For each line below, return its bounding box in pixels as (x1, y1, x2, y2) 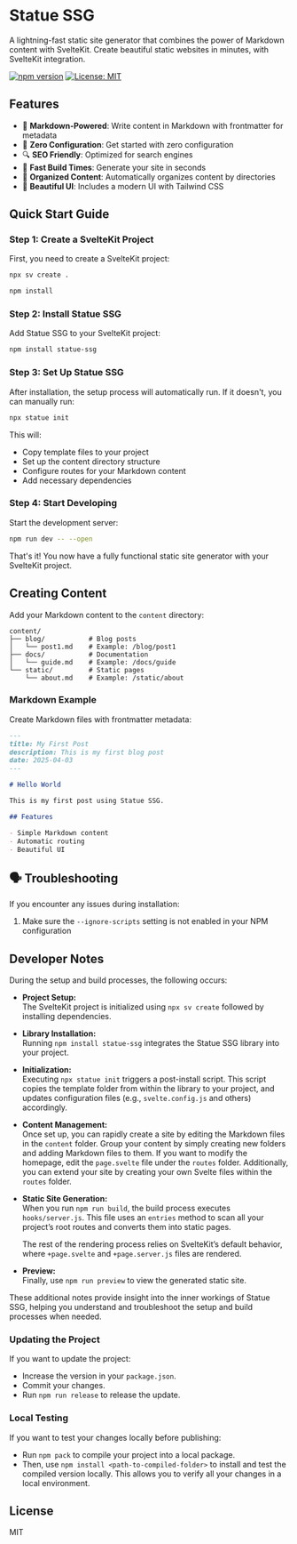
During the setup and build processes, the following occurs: (9, 975, 228, 985)
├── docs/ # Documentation (9, 650, 149, 659)
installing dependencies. (21, 1011, 113, 1022)
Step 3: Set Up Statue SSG (9, 366, 124, 379)
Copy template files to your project (21, 446, 149, 457)
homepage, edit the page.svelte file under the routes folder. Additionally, (21, 1157, 289, 1168)
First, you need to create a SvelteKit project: (9, 253, 170, 264)
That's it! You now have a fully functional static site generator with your (9, 551, 269, 561)
